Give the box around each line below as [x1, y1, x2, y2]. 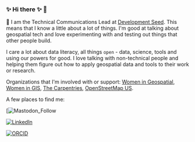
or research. [6, 67, 36, 74]
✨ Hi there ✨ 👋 [6, 5, 47, 13]
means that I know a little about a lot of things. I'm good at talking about [6, 25, 179, 32]
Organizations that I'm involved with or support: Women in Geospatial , [6, 78, 175, 85]
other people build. [6, 37, 52, 44]
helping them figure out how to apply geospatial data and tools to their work [6, 61, 189, 68]
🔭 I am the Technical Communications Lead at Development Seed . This [6, 19, 177, 26]
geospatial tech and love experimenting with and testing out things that [6, 31, 177, 38]
